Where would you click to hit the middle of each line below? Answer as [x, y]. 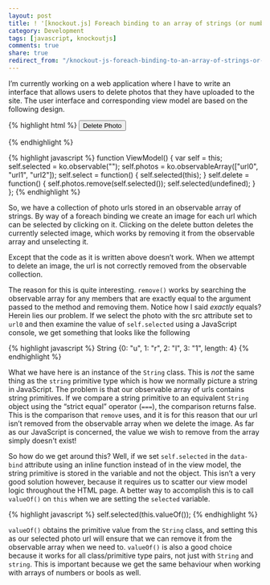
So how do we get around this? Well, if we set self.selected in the [119, 456]
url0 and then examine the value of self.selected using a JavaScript [123, 324]
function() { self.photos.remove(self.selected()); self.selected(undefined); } [132, 183]
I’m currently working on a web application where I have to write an [120, 83]
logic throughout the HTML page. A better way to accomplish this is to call [131, 490]
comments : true [34, 46]
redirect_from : [34, 61]
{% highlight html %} [43, 125]
